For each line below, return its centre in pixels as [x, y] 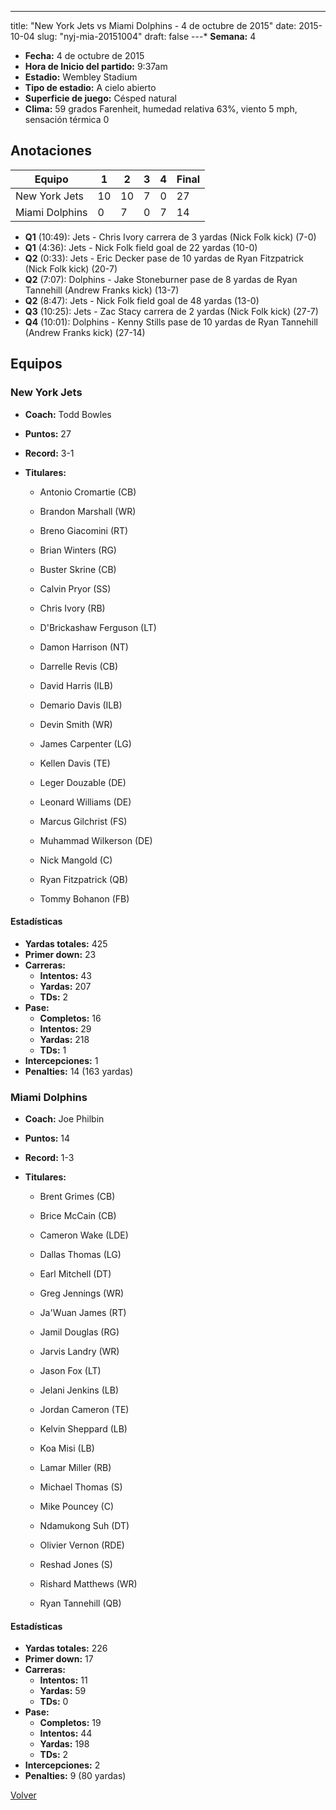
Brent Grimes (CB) [77, 1196]
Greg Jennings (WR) [82, 1293]
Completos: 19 [70, 1723]
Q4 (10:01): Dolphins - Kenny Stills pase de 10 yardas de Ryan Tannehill [171, 322]
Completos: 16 [70, 1018]
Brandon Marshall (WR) [88, 511]
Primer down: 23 [60, 954]
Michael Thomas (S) [81, 1487]
